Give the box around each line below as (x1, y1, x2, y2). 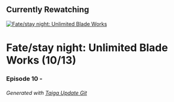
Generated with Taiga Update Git (6, 89, 87, 96)
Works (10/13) (6, 54, 77, 67)
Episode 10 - (6, 74, 43, 83)
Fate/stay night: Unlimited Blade (6, 41, 168, 54)
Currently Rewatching (6, 5, 89, 15)
